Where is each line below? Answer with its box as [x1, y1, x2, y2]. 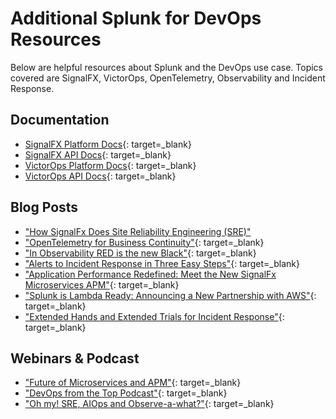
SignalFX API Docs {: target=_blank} [24, 148, 172, 161]
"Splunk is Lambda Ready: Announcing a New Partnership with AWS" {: [24, 289, 317, 301]
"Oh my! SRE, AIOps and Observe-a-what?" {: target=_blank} [24, 398, 275, 410]
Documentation [10, 112, 110, 129]
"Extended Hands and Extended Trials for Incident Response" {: [24, 310, 285, 322]
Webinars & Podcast [10, 350, 140, 367]
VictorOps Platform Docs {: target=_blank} [24, 159, 197, 171]
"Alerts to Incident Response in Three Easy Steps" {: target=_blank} [24, 257, 300, 269]
